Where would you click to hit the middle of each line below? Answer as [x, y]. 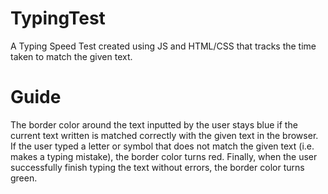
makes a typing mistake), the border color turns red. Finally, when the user [164, 156]
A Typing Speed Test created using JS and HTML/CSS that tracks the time [163, 46]
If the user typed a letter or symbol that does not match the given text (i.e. [162, 146]
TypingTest [58, 18]
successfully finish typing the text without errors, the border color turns [157, 167]
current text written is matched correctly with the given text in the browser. [164, 135]
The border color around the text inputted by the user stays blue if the [154, 124]
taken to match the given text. [71, 56]
